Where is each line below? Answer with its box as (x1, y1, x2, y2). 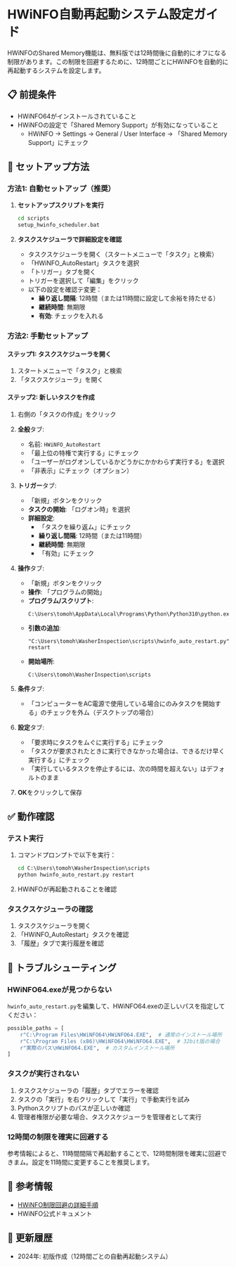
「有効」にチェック (38, 549, 95, 557)
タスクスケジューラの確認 (7, 904, 93, 914)
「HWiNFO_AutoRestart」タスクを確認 (17, 930, 129, 939)
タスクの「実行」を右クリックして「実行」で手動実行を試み (17, 1095, 190, 1103)
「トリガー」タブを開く (27, 268, 96, 276)
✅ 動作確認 (7, 810, 55, 822)
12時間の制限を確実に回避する (7, 1132, 109, 1142)
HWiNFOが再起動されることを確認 (17, 884, 117, 893)
